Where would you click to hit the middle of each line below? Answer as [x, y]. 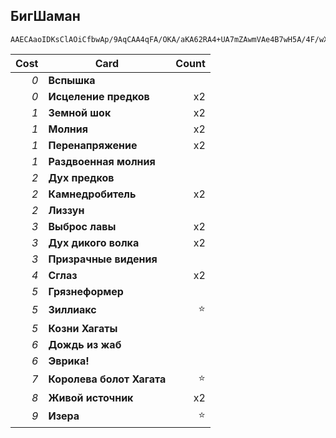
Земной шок [80, 112]
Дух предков [81, 177]
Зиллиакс [72, 310]
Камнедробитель [92, 194]
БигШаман [45, 16]
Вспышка [72, 80]
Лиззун [66, 210]
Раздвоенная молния [102, 161]
